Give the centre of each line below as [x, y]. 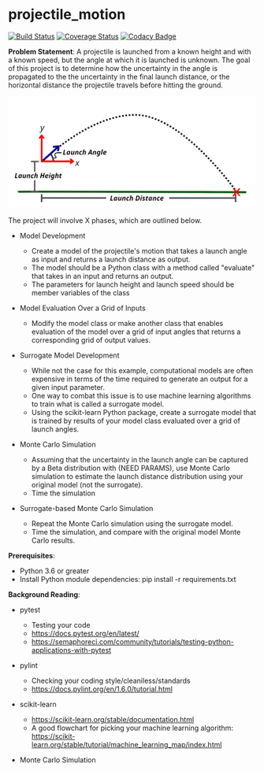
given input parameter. [68, 387]
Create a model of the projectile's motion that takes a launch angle [139, 250]
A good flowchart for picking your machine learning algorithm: [132, 728]
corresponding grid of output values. [91, 339]
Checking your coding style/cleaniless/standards [111, 680]
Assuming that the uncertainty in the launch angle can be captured [139, 459]
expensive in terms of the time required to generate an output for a [139, 379]
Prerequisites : [32, 555]
